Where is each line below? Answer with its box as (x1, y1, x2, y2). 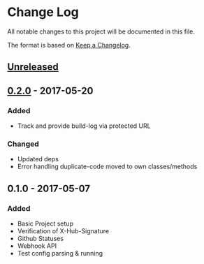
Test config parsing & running (17, 249, 103, 257)
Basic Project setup (17, 219, 73, 228)
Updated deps (17, 155, 59, 163)
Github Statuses (17, 235, 64, 242)
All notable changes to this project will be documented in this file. (7, 27, 196, 36)
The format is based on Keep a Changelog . (7, 41, 131, 49)
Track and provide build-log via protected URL (17, 122, 152, 130)
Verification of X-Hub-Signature (17, 227, 110, 235)
